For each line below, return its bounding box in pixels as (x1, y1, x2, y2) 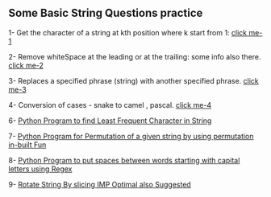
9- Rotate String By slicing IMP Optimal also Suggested (8, 179, 191, 189)
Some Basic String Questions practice (8, 6, 203, 20)
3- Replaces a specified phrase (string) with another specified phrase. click (8, 76, 260, 85)
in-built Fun (8, 140, 47, 150)
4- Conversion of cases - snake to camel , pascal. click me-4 (8, 100, 212, 109)
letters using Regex (8, 164, 73, 174)
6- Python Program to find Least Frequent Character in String (8, 116, 212, 125)
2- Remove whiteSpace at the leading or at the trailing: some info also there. (8, 51, 261, 61)
